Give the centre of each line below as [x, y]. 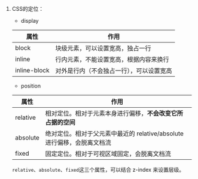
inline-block [32, 70]
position [31, 86]
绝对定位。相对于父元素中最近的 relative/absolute [115, 134]
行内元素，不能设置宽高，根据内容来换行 [112, 60]
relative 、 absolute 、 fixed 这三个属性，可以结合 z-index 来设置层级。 [98, 170]
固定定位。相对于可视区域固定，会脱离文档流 [108, 154]
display [30, 21]
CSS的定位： [28, 9]
